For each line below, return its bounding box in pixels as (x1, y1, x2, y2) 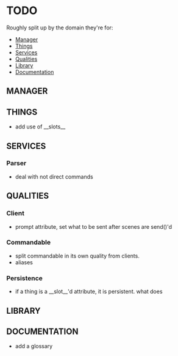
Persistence (6, 273, 43, 282)
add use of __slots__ (15, 123, 66, 130)
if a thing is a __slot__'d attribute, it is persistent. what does (15, 288, 163, 295)
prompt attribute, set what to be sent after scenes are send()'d (15, 223, 173, 230)
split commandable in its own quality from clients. (15, 252, 140, 259)
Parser (6, 159, 27, 168)
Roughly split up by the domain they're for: (6, 24, 113, 31)
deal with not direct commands (15, 172, 93, 180)
